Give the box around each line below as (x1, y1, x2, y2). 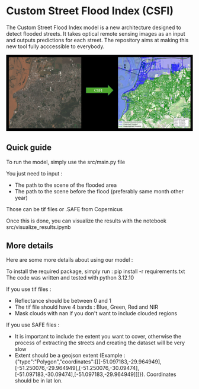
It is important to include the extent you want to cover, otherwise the (14, 333, 182, 340)
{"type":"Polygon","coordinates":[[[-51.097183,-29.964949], (14, 358, 162, 365)
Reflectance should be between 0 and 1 (14, 297, 111, 305)
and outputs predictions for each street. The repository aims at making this (6, 36, 189, 43)
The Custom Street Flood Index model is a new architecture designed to (6, 24, 182, 31)
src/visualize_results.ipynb (6, 223, 71, 230)
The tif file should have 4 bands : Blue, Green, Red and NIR (14, 303, 159, 310)
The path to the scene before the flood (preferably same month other (14, 187, 184, 194)
